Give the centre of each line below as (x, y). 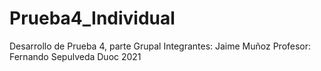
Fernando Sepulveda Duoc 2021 (75, 56)
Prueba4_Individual (92, 18)
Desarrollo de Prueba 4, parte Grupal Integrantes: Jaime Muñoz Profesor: (160, 46)
